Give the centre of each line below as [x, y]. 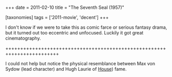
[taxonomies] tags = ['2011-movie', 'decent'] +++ [57, 17]
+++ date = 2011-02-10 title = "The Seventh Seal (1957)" [65, 7]
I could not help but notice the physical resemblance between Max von [80, 63]
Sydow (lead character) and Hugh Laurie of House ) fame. [66, 69]
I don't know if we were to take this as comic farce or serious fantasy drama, [86, 27]
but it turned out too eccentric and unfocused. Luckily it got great [74, 33]
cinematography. [23, 38]
